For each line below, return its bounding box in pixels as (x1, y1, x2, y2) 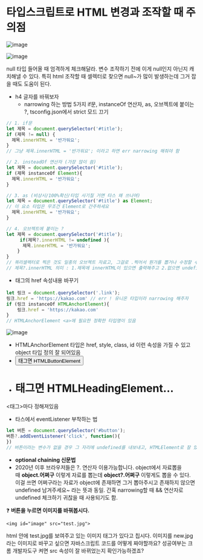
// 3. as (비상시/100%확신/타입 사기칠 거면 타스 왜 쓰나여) (6, 192, 141, 199)
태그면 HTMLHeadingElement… (14, 381, 174, 395)
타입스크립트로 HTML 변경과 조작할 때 (6, 5, 184, 19)
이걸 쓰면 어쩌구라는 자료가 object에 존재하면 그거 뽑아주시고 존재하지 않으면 (14, 479, 195, 486)
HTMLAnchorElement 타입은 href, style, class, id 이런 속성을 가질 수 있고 (14, 342, 191, 349)
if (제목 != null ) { (6, 131, 56, 138)
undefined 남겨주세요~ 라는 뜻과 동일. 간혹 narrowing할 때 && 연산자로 (14, 486, 184, 494)
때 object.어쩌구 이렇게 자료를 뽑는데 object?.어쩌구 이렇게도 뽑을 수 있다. (14, 471, 192, 479)
